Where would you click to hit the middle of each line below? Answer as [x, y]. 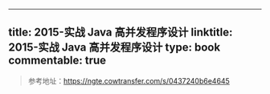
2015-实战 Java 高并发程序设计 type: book [115, 48]
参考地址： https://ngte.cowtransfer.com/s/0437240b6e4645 [129, 80]
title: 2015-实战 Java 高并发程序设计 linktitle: [121, 33]
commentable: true [57, 61]
